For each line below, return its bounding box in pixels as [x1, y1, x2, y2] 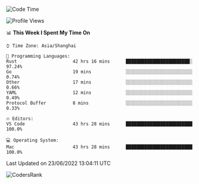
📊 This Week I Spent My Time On [6, 29, 90, 36]
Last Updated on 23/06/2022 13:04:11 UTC [6, 160, 111, 167]
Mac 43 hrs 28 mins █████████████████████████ [6, 144, 193, 150]
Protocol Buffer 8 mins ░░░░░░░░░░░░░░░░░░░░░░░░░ [6, 100, 193, 106]
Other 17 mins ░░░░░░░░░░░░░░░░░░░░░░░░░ [6, 79, 193, 85]
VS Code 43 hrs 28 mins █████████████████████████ [6, 121, 193, 127]
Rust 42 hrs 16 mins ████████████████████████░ [6, 58, 193, 64]
